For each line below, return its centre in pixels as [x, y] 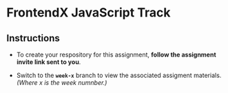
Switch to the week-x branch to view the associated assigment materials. [119, 75]
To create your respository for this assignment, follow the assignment [116, 54]
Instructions [33, 38]
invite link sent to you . [49, 62]
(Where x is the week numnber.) [62, 83]
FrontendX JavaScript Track [89, 13]
